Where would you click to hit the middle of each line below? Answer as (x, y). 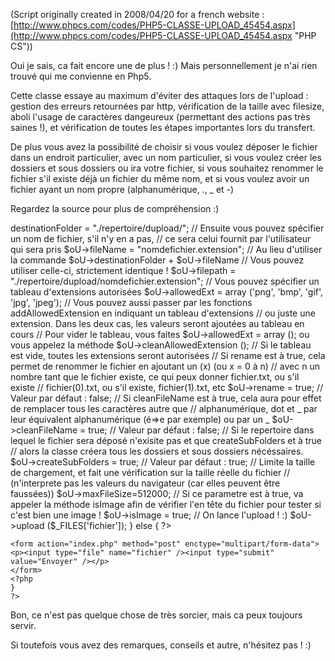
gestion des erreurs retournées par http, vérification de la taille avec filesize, (167, 106)
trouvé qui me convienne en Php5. (81, 76)
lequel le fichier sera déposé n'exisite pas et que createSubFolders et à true (166, 440)
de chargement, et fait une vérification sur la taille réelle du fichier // (150, 472)
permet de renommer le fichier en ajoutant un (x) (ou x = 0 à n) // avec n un (165, 366)
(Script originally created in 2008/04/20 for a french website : (137, 14)
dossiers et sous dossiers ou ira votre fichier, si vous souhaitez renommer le (167, 168)
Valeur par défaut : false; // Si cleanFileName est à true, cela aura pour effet (166, 398)
